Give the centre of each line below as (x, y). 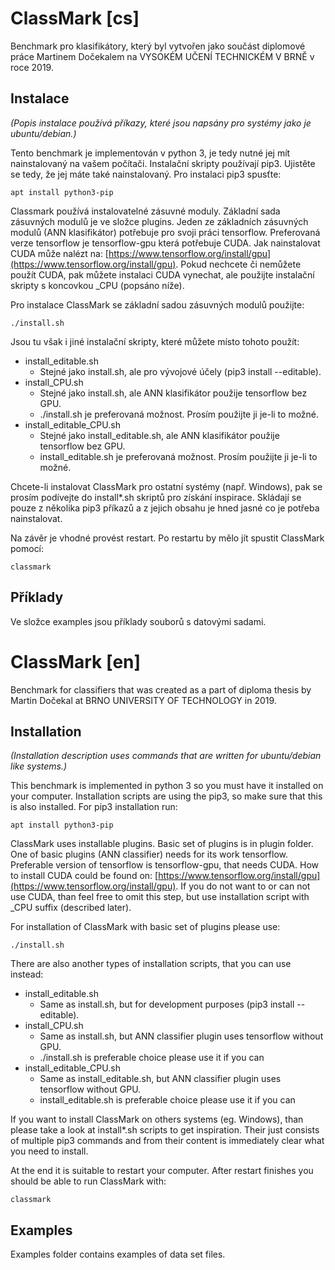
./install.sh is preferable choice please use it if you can (152, 1058)
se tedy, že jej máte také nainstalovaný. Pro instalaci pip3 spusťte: (146, 174)
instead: (27, 974)
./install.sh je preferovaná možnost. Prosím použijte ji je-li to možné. (179, 414)
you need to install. (49, 1151)
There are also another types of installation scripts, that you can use (151, 964)
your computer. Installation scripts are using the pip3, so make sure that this (166, 796)
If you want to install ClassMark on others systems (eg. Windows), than (157, 1119)
